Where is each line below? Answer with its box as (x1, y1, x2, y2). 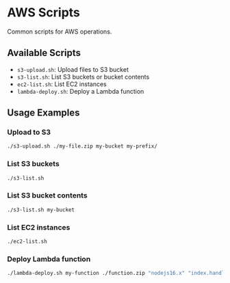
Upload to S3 (7, 128, 51, 137)
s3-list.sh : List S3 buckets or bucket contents (16, 72, 150, 81)
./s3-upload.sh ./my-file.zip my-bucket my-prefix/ (7, 143, 157, 150)
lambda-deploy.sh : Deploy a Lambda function (16, 87, 144, 95)
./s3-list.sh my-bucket (7, 206, 75, 213)
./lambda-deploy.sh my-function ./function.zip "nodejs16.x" (7, 270, 186, 277)
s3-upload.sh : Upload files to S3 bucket (16, 65, 129, 73)
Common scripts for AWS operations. (7, 27, 112, 36)
